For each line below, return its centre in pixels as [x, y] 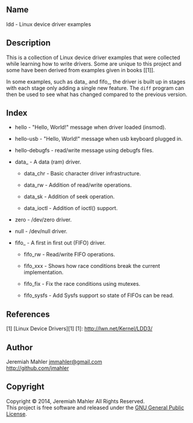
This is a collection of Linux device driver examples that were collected [93, 57]
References [28, 314]
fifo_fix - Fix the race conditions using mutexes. [82, 284]
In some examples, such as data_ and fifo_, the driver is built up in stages [96, 81]
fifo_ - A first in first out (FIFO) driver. [60, 243]
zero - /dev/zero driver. [43, 220]
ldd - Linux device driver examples [49, 24]
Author [19, 348]
